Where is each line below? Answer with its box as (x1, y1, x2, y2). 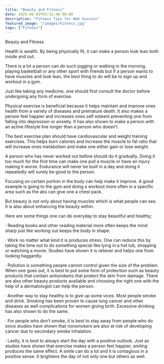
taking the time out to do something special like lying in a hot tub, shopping (5, 242, 157, 248)
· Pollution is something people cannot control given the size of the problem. (5, 262, 159, 268)
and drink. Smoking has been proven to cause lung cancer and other (5, 298, 143, 304)
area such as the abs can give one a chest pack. (5, 189, 103, 195)
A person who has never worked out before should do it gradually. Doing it (5, 153, 155, 159)
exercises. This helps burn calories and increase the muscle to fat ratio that (5, 138, 157, 145)
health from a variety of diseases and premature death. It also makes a (5, 108, 148, 114)
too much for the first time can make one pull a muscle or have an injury (5, 158, 150, 164)
